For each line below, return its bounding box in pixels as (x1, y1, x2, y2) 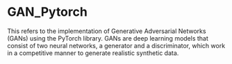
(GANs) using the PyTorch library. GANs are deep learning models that (7, 34, 208, 42)
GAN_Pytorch (7, 4, 88, 20)
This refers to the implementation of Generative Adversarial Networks (7, 27, 206, 35)
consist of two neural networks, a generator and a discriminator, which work (7, 41, 226, 50)
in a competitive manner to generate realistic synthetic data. (7, 49, 179, 57)
